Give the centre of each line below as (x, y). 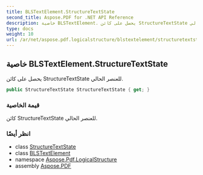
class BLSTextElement (43, 153)
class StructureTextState (46, 147)
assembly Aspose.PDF (43, 166)
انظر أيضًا (18, 134)
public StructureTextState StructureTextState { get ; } (78, 90)
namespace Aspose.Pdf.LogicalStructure (66, 159)
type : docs (20, 29)
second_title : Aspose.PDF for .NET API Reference (70, 17)
